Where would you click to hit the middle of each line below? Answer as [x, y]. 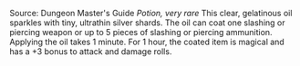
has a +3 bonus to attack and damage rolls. [91, 52]
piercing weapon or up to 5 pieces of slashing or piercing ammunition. [141, 32]
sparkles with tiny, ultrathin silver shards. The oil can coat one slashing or [147, 23]
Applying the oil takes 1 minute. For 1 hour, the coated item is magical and [147, 42]
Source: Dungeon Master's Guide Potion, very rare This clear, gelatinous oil [151, 13]
